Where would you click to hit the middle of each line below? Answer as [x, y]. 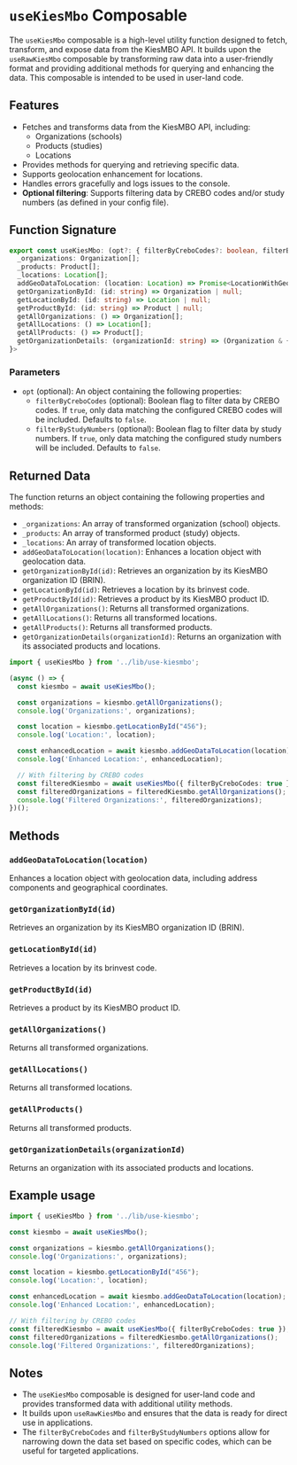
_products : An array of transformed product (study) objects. [131, 534]
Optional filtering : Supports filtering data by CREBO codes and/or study [153, 192]
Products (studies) [69, 145]
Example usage [52, 1196]
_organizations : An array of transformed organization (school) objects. [151, 524]
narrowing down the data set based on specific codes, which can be [147, 1442]
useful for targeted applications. [80, 1451]
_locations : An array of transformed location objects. [119, 542]
